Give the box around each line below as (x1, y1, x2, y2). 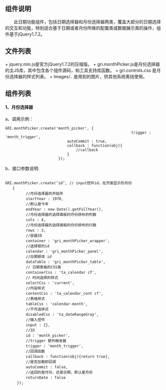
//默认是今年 (25, 202, 49, 207)
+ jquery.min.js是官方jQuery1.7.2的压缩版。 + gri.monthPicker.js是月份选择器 (5, 61, 160, 67)
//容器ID (25, 233, 42, 239)
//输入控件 (25, 317, 45, 323)
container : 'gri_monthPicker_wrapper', (25, 239, 110, 244)
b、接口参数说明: (5, 165, 40, 172)
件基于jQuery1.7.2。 (5, 31, 45, 37)
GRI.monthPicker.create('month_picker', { (5, 126, 94, 131)
